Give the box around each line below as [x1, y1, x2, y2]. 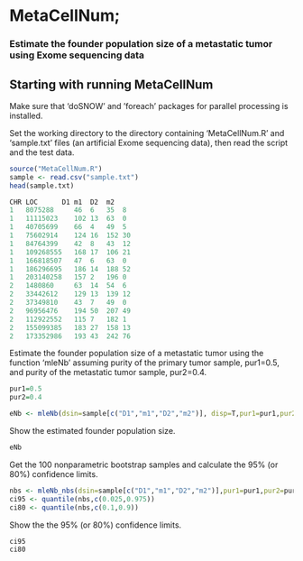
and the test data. [9, 146, 75, 158]
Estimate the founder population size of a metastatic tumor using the [9, 348, 264, 359]
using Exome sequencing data [9, 49, 145, 61]
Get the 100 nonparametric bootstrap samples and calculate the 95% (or [9, 459, 279, 470]
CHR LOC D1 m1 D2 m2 [9, 198, 115, 207]
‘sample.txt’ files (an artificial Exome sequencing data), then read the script [9, 137, 289, 148]
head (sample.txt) [9, 181, 75, 190]
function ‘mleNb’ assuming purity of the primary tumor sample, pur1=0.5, [9, 357, 280, 368]
